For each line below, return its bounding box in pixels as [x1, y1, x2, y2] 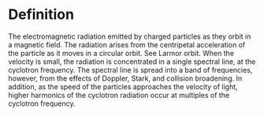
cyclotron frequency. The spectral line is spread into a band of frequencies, [8, 65, 253, 74]
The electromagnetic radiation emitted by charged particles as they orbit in [8, 32, 251, 41]
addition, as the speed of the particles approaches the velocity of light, [8, 81, 238, 92]
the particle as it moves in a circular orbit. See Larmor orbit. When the [8, 48, 235, 58]
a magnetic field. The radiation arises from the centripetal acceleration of [8, 39, 246, 49]
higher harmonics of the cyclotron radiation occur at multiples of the [8, 90, 230, 99]
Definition [8, 6, 75, 24]
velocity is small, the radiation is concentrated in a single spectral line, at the [8, 57, 256, 66]
